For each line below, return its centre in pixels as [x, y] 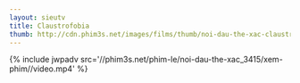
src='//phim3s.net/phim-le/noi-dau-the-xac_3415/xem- [181, 60]
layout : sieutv [37, 17]
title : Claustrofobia [50, 26]
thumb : [21, 34]
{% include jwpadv [44, 60]
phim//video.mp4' [42, 69]
